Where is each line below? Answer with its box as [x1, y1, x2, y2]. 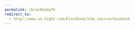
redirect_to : [4, 12, 31, 17]
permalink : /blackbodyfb [4, 7, 55, 12]
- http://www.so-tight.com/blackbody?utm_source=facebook [9, 16, 131, 21]
